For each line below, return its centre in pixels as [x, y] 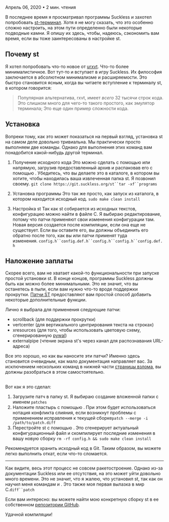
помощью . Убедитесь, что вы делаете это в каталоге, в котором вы [86, 173]
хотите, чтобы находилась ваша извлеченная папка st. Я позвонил [84, 178]
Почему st [22, 54]
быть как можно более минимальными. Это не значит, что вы [72, 284]
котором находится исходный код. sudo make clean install [76, 199]
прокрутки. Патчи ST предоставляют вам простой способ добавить [78, 295]
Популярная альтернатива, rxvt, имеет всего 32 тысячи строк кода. [90, 97]
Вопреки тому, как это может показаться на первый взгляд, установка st [84, 136]
